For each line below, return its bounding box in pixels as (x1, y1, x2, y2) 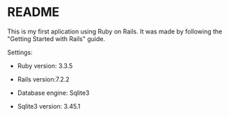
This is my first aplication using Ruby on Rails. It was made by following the (7, 27, 223, 36)
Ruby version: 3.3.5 (17, 61, 73, 70)
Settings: (7, 48, 33, 56)
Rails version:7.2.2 (17, 75, 70, 84)
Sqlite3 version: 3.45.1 (17, 102, 81, 110)
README (7, 4, 60, 20)
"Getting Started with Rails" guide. (7, 34, 106, 42)
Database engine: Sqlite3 (17, 88, 90, 97)
